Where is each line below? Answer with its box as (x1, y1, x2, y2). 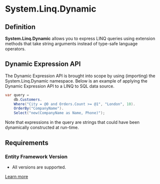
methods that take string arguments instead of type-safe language (5, 41, 138, 47)
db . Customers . (14, 97, 42, 102)
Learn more (5, 173, 28, 179)
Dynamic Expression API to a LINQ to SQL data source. (5, 83, 115, 89)
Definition (5, 23, 35, 31)
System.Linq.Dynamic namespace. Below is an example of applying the (5, 78, 148, 84)
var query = (5, 92, 29, 98)
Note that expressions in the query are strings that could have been (5, 119, 140, 125)
